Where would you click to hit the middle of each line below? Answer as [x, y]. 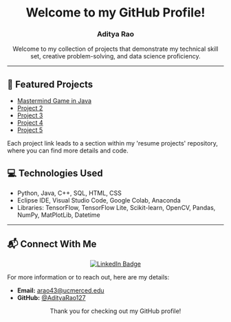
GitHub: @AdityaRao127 [51, 297]
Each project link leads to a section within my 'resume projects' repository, [113, 143]
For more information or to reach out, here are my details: [88, 277]
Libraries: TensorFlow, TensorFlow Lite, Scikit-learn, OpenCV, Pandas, [116, 208]
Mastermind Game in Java [54, 101]
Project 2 [30, 108]
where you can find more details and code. [68, 151]
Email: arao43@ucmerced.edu [60, 290]
